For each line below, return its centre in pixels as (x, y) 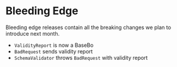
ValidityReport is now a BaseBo (54, 45)
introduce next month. (33, 33)
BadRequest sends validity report (53, 51)
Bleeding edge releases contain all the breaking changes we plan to (88, 27)
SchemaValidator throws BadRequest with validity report (81, 58)
